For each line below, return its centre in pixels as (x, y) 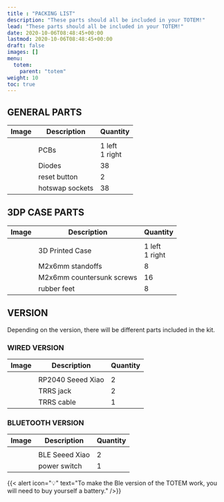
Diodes (50, 166)
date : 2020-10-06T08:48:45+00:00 (55, 33)
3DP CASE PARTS (46, 212)
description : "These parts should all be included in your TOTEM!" (106, 20)
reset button (58, 177)
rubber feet (57, 289)
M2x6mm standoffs (70, 266)
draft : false (26, 46)
